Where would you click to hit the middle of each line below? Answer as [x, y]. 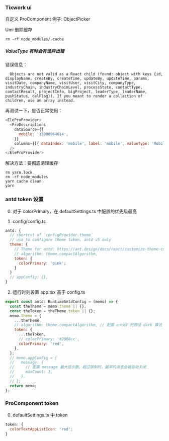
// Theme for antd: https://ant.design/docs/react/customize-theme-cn [90, 249]
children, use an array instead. [40, 101]
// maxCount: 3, [31, 372]
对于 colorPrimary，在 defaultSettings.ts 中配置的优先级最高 [75, 211]
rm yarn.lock [19, 172]
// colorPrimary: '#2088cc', [49, 339]
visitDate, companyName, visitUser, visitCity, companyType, [71, 83]
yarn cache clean [23, 182]
